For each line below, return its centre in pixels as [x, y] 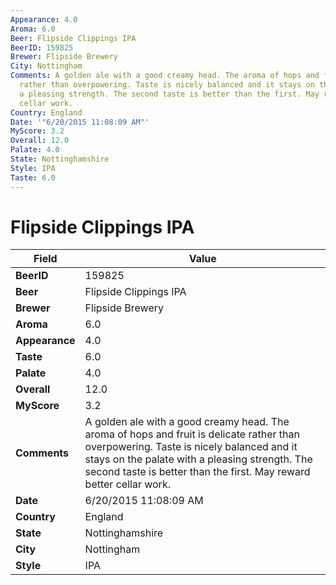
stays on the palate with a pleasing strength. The [198, 459]
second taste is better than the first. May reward [197, 472]
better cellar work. [127, 484]
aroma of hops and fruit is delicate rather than [192, 434]
